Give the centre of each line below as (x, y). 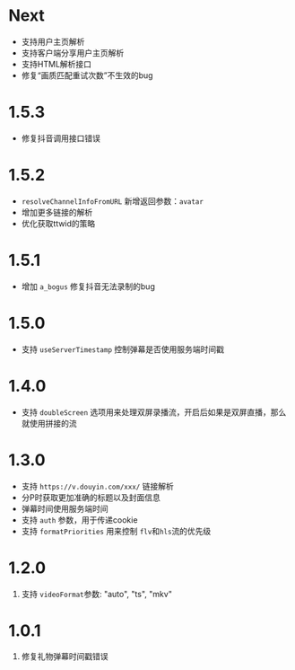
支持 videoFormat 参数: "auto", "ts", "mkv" (96, 594)
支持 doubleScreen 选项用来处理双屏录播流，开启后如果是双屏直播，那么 (154, 412)
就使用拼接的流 (49, 423)
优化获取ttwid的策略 (58, 223)
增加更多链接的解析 (57, 212)
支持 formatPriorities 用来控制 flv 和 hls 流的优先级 (116, 531)
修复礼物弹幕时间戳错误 (65, 657)
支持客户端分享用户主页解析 (73, 53)
